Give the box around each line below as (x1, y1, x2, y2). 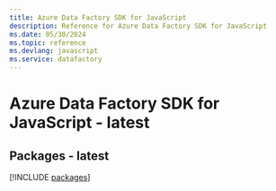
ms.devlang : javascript (9, 47, 99, 56)
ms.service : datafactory (9, 55, 102, 64)
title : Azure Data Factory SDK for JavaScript (9, 13, 187, 22)
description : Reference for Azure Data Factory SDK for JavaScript (9, 22, 268, 30)
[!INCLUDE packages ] (9, 172, 91, 182)
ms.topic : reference (9, 38, 87, 48)
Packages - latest (9, 148, 110, 163)
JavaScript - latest (9, 113, 150, 133)
